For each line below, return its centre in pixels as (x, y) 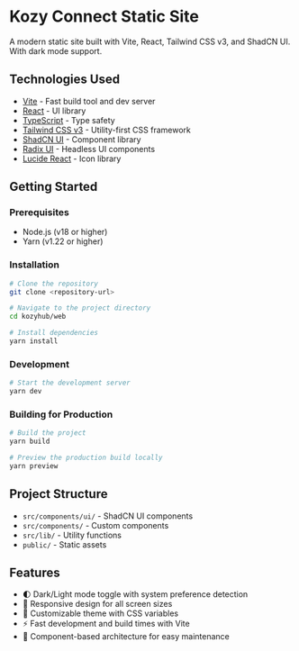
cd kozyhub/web (38, 317)
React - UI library (54, 111)
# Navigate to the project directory (80, 308)
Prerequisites (39, 212)
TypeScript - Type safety (68, 120)
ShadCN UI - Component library (82, 139)
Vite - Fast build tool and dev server (89, 101)
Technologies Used (64, 80)
